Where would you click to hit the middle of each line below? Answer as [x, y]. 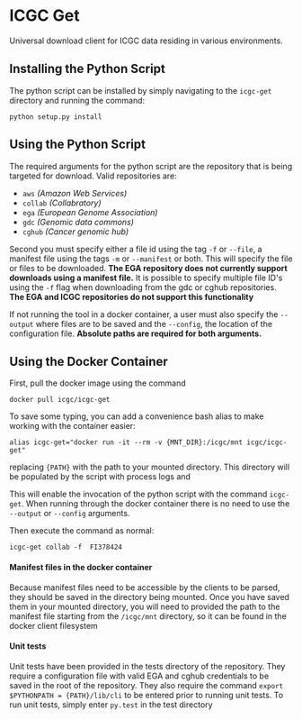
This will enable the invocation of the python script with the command [138, 494]
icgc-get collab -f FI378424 [66, 547]
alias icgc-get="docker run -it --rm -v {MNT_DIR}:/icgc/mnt [126, 442]
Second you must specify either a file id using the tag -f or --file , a [136, 249]
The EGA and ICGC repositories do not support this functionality [132, 296]
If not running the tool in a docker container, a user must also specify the [144, 314]
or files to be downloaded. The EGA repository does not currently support [148, 268]
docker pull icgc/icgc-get [60, 400]
